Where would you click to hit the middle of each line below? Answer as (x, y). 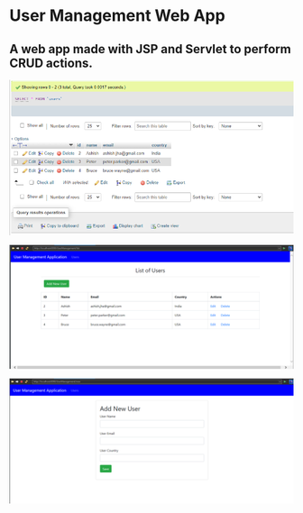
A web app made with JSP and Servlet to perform (150, 49)
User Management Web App (117, 16)
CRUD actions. (51, 63)
